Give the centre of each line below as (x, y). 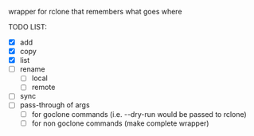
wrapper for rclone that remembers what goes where (95, 12)
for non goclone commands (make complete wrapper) (120, 123)
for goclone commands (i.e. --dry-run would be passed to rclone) (139, 114)
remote (43, 87)
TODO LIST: (28, 27)
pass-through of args (55, 105)
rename (32, 69)
